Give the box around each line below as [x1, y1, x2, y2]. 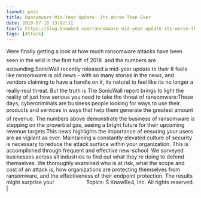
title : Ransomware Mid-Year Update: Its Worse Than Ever [6, 14, 151, 20]
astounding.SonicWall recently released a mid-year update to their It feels [6, 65, 187, 72]
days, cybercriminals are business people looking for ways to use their [6, 100, 181, 107]
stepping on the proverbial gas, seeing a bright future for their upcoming [6, 121, 185, 129]
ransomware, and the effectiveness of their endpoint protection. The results [6, 172, 193, 179]
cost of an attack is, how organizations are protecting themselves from [6, 166, 181, 173]
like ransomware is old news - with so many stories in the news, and [6, 72, 175, 79]
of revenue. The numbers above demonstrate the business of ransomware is [6, 115, 195, 123]
